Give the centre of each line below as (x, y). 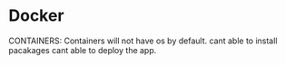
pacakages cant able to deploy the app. (83, 50)
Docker (36, 16)
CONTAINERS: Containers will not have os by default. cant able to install (143, 41)
